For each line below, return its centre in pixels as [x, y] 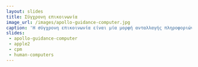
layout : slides [25, 11]
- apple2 [19, 44]
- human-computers [31, 55]
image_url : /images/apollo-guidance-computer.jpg [68, 22]
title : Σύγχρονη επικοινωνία [42, 17]
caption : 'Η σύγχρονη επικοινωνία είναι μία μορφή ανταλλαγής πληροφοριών [100, 28]
